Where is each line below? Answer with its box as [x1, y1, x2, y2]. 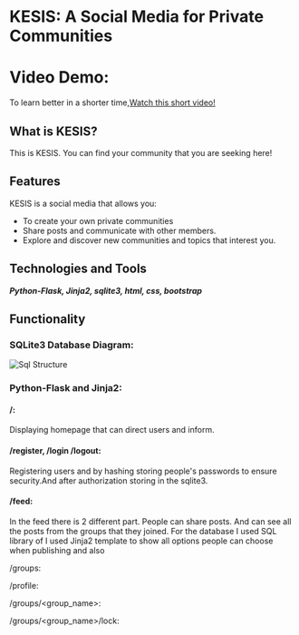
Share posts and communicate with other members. [22, 225, 217, 236]
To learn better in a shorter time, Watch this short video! [9, 97, 216, 108]
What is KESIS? [9, 123, 98, 139]
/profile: [9, 580, 39, 591]
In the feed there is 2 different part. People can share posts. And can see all [9, 515, 292, 527]
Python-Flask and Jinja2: [9, 382, 122, 395]
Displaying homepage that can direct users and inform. [9, 425, 215, 435]
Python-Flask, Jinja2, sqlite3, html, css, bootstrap [9, 285, 202, 296]
